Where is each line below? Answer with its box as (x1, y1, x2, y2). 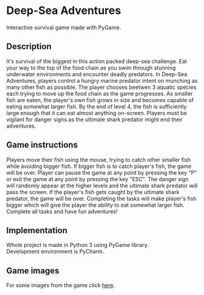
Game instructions (6, 140, 78, 150)
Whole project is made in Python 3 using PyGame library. (6, 241, 149, 249)
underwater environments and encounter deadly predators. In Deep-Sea (6, 71, 188, 78)
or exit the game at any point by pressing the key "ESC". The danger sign (6, 175, 189, 182)
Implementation (6, 225, 68, 235)
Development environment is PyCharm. (6, 248, 104, 255)
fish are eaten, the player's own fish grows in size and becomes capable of (6, 96, 194, 103)
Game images (6, 265, 59, 276)
